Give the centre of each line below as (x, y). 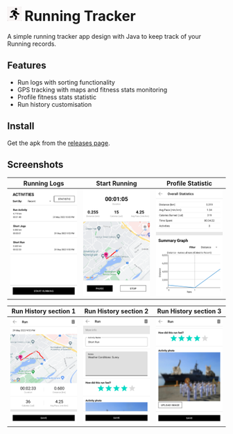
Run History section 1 (44, 311)
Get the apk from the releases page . (59, 143)
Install (21, 127)
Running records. (32, 44)
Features (27, 66)
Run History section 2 (116, 311)
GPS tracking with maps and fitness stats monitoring (92, 89)
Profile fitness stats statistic (57, 97)
